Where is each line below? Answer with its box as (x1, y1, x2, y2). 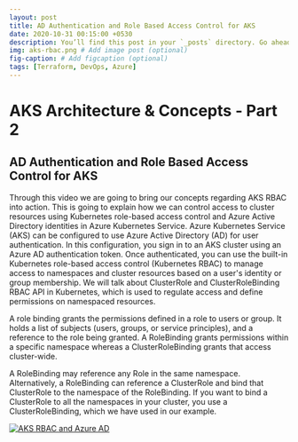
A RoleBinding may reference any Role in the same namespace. (9, 367, 241, 378)
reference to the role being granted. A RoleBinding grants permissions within (9, 332, 289, 343)
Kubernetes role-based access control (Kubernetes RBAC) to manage (9, 258, 263, 269)
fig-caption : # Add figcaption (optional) (9, 54, 169, 63)
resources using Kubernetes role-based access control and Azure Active (9, 210, 276, 222)
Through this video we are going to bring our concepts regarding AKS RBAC (9, 192, 287, 202)
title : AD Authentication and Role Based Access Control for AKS (9, 21, 255, 30)
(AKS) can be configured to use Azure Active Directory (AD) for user (9, 230, 259, 241)
